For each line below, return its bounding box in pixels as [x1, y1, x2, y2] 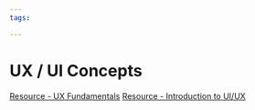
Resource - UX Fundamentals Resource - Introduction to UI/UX [9, 90, 247, 101]
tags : [9, 13, 30, 23]
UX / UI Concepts [9, 60, 143, 81]
